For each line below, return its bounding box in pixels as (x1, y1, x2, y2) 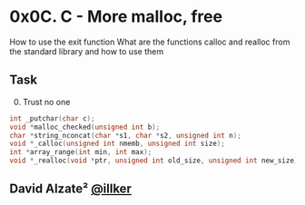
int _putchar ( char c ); (9, 113, 95, 123)
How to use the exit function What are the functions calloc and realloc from (9, 36, 290, 47)
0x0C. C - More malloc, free (9, 6, 223, 27)
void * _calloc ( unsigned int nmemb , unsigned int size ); (9, 139, 225, 149)
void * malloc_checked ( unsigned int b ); (9, 122, 161, 132)
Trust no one (22, 96, 71, 107)
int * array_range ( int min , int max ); (9, 148, 152, 157)
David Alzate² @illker (9, 181, 132, 197)
